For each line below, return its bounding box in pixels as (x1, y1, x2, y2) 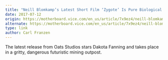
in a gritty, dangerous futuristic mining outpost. (5, 49, 102, 55)
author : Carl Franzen (5, 30, 50, 35)
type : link (5, 26, 28, 31)
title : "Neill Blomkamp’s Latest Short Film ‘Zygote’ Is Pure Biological (5, 7, 162, 12)
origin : (5, 16, 21, 21)
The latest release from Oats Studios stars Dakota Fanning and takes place (5, 44, 159, 50)
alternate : (5, 21, 28, 26)
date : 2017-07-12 (5, 12, 41, 17)
